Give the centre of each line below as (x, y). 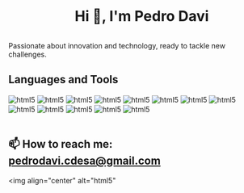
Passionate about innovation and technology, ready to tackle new (117, 45)
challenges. (27, 54)
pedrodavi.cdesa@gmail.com (85, 161)
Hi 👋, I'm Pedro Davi (142, 17)
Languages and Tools (63, 80)
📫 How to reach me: (61, 144)
